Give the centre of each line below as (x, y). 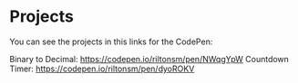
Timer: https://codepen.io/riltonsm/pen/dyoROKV (102, 69)
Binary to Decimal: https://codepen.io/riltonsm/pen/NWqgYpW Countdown (149, 59)
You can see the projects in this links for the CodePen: (111, 41)
